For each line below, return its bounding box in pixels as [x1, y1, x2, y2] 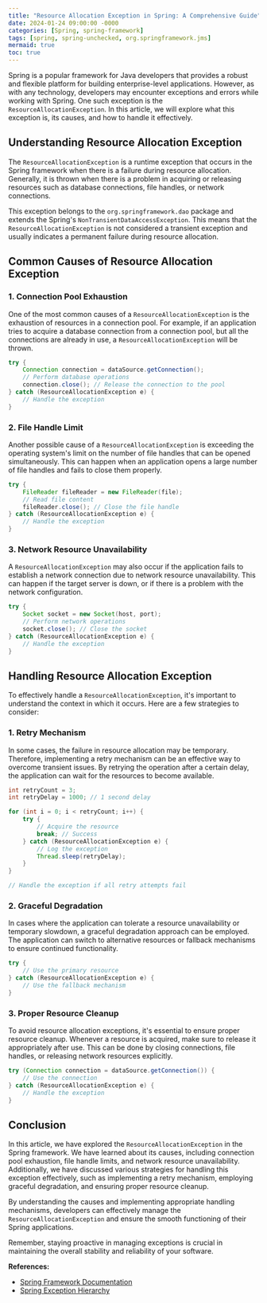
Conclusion [8, 1118, 67, 1132]
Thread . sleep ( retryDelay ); [37, 852, 126, 860]
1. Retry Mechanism [8, 727, 86, 738]
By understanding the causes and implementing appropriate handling [8, 1197, 235, 1207]
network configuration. [8, 587, 83, 597]
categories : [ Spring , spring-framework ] [8, 26, 145, 34]
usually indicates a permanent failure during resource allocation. [8, 232, 219, 241]
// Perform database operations [22, 374, 130, 382]
